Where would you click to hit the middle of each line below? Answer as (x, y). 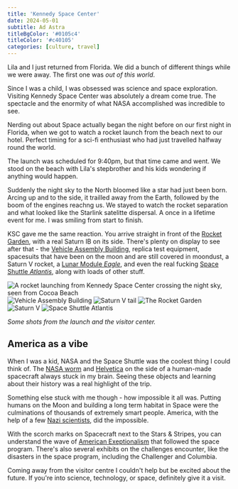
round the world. (32, 147)
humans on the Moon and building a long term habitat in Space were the (113, 405)
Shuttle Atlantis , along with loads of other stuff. (76, 271)
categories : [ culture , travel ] (54, 47)
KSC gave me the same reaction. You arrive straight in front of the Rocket (115, 234)
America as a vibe (48, 344)
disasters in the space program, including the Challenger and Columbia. (113, 456)
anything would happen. (43, 176)
